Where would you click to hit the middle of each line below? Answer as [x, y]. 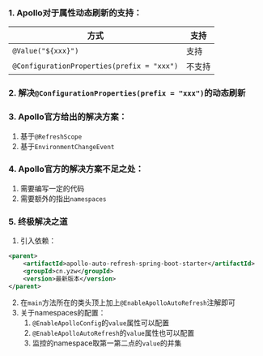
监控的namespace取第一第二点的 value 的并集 [107, 343]
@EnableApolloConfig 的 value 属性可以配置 [101, 323]
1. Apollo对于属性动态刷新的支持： [75, 12]
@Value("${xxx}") [46, 51]
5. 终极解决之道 [38, 221]
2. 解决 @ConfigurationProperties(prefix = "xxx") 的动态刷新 [127, 93]
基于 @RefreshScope [51, 136]
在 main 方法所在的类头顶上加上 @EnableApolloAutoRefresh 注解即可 [128, 302]
